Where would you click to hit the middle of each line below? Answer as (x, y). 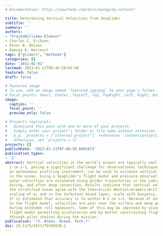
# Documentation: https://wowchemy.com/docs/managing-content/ (70, 9)
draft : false (18, 77)
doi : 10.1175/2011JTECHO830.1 (36, 226)
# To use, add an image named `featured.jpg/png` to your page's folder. (81, 91)
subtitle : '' (18, 23)
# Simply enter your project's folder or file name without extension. (81, 131)
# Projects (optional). (29, 122)
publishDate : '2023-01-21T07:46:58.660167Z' (51, 149)
